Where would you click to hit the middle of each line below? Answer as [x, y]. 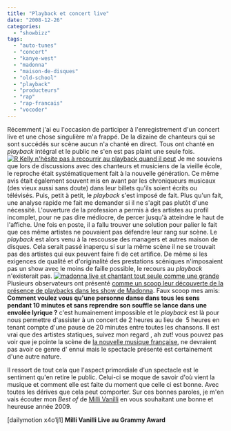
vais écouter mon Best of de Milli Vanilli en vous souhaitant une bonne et [110, 399]
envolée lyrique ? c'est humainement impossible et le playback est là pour [113, 312]
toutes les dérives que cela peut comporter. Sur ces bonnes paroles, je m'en [115, 392]
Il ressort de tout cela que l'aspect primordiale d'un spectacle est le [103, 370]
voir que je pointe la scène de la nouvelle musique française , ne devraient [112, 341]
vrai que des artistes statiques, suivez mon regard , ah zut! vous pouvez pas [115, 334]
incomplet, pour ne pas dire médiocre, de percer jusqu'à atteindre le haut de [115, 217]
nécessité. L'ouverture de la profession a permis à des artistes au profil [108, 210]
